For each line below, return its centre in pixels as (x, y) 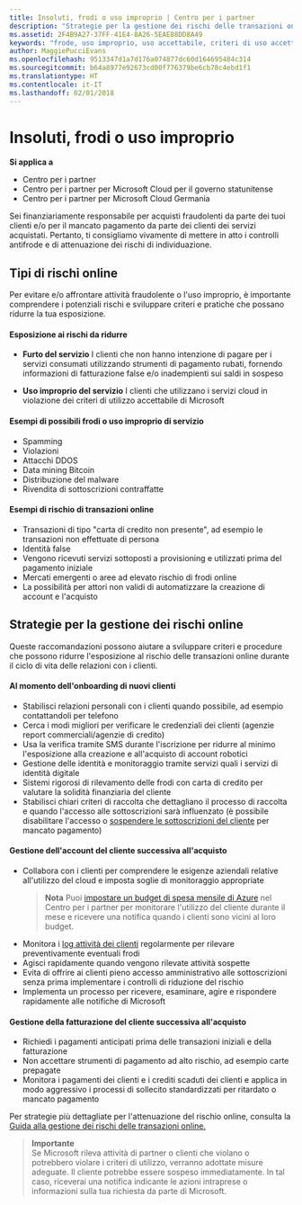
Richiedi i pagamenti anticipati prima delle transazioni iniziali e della (147, 1042)
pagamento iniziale (57, 567)
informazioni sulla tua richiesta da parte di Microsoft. (129, 1192)
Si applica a (31, 162)
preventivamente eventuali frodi (81, 953)
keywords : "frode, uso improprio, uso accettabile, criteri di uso (138, 43)
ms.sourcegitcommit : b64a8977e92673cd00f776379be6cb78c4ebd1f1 (130, 68)
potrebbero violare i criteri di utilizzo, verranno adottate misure (147, 1163)
